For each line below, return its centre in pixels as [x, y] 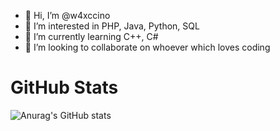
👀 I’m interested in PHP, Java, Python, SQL [112, 26]
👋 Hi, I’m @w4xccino [67, 15]
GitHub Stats [64, 87]
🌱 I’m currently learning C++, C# [91, 36]
